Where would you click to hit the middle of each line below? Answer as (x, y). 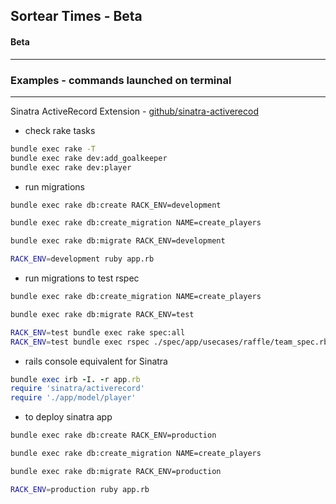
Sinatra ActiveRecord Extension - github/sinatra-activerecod (134, 111)
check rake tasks (60, 130)
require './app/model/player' (73, 398)
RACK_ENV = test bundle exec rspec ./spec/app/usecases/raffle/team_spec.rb (169, 342)
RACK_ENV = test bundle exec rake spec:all (98, 332)
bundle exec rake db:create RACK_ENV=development (116, 205)
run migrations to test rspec (82, 278)
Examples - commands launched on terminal (121, 80)
